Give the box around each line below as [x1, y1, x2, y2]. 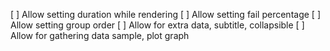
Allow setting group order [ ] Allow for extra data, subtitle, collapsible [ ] [10, 19, 305, 31]
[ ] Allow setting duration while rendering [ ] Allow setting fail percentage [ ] [10, 9, 321, 20]
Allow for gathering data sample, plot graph [10, 30, 190, 41]
